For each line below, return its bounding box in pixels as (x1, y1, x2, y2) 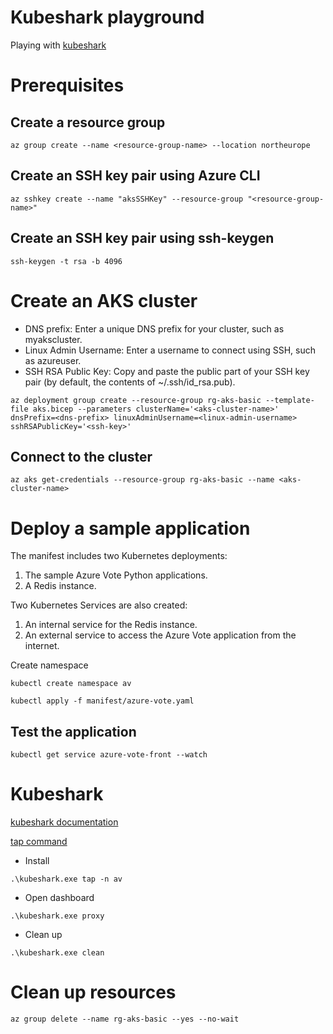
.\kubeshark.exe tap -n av (10, 874, 123, 884)
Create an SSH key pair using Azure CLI (10, 167, 261, 185)
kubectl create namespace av (10, 679, 132, 689)
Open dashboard (24, 892, 95, 903)
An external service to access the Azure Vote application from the (24, 629, 297, 641)
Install (24, 855, 50, 866)
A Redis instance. (24, 580, 97, 592)
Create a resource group (10, 114, 166, 131)
